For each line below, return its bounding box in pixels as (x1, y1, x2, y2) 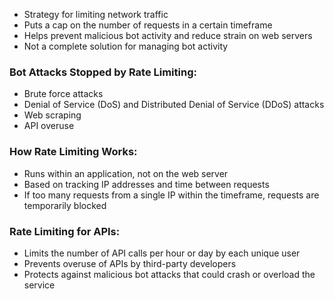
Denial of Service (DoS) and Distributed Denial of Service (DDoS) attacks (23, 99, 325, 111)
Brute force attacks (23, 88, 104, 100)
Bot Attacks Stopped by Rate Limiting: (9, 65, 197, 79)
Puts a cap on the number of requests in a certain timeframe (23, 19, 273, 31)
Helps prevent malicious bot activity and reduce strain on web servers (23, 30, 313, 41)
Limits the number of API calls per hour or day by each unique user (23, 247, 301, 259)
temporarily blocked (23, 199, 107, 211)
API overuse (23, 120, 75, 132)
